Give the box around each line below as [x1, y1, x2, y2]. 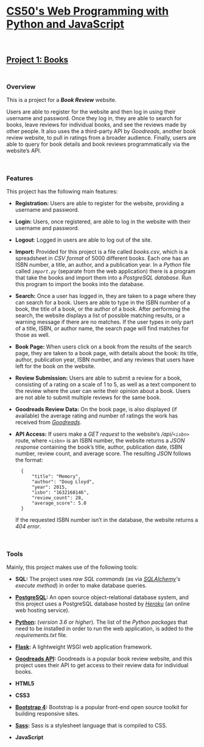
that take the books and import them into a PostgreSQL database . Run [15, 274, 192, 281]
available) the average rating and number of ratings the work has [15, 412, 178, 419]
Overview [6, 82, 36, 91]
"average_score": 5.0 [31, 500, 86, 507]
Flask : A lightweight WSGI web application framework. [15, 643, 153, 651]
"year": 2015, [31, 484, 68, 491]
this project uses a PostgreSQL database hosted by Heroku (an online [15, 600, 190, 608]
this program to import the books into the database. [15, 281, 145, 288]
